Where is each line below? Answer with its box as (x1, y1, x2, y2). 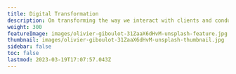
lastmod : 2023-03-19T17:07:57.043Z (7, 56, 112, 63)
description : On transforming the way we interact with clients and (7, 17, 212, 24)
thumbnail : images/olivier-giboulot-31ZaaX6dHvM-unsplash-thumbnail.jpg (7, 37, 225, 44)
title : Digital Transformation (7, 10, 99, 18)
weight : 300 (7, 23, 42, 30)
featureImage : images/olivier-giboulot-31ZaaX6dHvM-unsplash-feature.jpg (7, 30, 228, 37)
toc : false (7, 50, 39, 57)
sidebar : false (7, 43, 52, 50)
